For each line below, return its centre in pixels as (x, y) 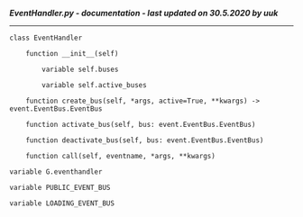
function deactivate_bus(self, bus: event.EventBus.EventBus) (145, 140)
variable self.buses (80, 69)
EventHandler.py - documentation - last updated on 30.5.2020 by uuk (144, 13)
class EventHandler (46, 38)
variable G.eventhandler (56, 172)
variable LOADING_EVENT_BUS (62, 203)
